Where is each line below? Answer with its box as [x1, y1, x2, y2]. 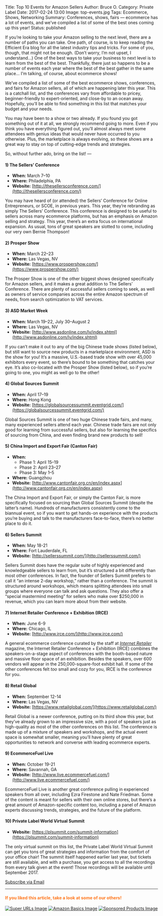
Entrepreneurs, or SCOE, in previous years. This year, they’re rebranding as [5, 203, 155, 209]
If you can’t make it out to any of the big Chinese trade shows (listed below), [5, 343, 158, 349]
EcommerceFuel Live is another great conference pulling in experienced [5, 786, 149, 792]
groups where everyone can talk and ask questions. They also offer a [5, 588, 144, 594]
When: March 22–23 [12, 251, 54, 257]
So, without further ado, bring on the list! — [5, 151, 92, 157]
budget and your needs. [5, 106, 53, 112]
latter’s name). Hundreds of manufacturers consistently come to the [5, 505, 141, 511]
